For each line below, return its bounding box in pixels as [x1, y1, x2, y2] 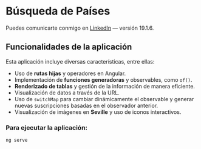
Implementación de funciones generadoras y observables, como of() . [14, 76, 192, 83]
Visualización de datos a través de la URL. [14, 89, 120, 96]
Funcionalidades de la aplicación [5, 42, 132, 52]
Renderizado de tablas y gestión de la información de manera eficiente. [14, 82, 196, 90]
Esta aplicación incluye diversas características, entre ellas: [5, 58, 155, 65]
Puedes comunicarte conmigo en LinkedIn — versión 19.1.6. [5, 24, 154, 31]
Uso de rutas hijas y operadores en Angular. [14, 70, 126, 77]
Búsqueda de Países [5, 4, 111, 18]
